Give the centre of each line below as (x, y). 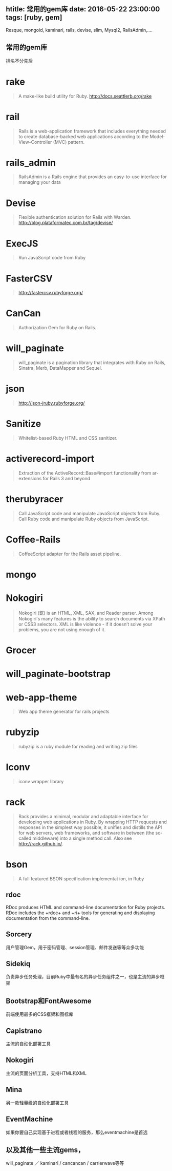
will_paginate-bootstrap (58, 674)
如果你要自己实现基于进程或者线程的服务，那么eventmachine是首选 (77, 1132)
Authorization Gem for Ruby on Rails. (57, 328)
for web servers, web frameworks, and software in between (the (86, 833)
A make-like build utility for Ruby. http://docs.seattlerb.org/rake (85, 96)
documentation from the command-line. (48, 918)
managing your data (39, 182)
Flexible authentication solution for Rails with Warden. (75, 217)
